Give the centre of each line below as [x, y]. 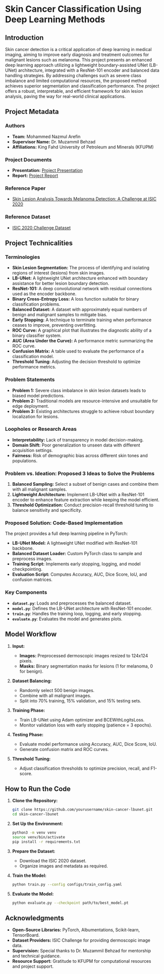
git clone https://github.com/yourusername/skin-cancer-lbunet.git [82, 810]
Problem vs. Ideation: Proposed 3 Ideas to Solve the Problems [80, 473]
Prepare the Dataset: [34, 851]
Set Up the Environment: [38, 824]
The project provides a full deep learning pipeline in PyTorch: [67, 533]
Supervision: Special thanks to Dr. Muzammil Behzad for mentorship [82, 951]
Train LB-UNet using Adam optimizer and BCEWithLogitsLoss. [82, 720]
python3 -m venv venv [34, 833]
